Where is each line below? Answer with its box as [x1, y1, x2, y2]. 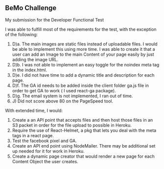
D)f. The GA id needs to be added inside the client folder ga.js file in [12, 83, 149, 88]
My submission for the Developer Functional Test [5, 17, 104, 22]
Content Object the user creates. [12, 158, 78, 164]
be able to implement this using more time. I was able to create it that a [12, 46, 155, 52]
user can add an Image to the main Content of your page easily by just [12, 51, 154, 57]
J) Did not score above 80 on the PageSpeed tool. [12, 98, 114, 104]
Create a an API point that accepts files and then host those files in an [12, 117, 153, 123]
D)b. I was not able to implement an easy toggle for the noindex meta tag [12, 62, 160, 67]
